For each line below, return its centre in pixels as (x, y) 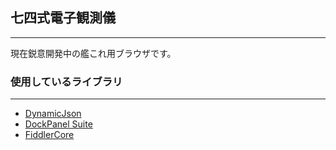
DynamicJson (53, 114)
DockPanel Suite (58, 124)
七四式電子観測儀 (63, 18)
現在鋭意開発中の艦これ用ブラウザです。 (93, 53)
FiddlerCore (49, 135)
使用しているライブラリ (66, 81)
